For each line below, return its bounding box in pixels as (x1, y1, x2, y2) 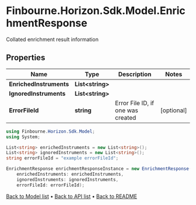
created (114, 113, 136, 121)
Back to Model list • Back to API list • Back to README (6, 193, 137, 200)
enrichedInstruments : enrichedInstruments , (16, 171, 124, 177)
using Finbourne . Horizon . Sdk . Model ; (6, 128, 95, 134)
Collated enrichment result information (6, 36, 99, 43)
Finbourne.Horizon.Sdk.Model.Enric (6, 4, 185, 18)
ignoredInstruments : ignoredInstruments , (16, 176, 118, 182)
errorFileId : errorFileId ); (16, 182, 85, 188)
